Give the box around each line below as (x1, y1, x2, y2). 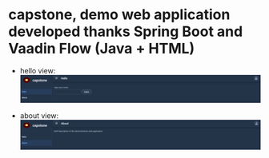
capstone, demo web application (8, 6, 231, 24)
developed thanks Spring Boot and (8, 22, 243, 41)
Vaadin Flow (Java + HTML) (8, 40, 195, 57)
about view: (19, 111, 59, 120)
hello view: (19, 65, 56, 75)
